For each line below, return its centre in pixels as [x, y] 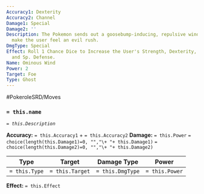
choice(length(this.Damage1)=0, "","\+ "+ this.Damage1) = [82, 142]
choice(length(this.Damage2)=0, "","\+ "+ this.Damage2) [80, 147]
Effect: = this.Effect [33, 185]
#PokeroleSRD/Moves [34, 97]
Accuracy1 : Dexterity [34, 12]
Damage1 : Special [28, 23]
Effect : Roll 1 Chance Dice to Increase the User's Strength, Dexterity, [102, 52]
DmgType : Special [28, 46]
